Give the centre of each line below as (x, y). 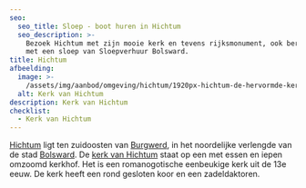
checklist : (30, 111)
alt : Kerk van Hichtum (61, 94)
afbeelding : (32, 69)
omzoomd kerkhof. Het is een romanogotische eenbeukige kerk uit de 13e (148, 164)
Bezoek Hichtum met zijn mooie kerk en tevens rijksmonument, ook (154, 43)
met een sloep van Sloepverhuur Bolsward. (107, 52)
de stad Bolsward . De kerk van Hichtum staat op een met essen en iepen (146, 154)
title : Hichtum (38, 60)
